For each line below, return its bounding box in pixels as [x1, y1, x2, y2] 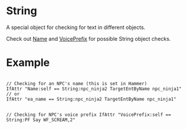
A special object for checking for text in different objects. [6, 24, 145, 31]
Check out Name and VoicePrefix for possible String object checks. [6, 35, 171, 42]
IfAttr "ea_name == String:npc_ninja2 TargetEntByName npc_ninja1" [6, 96, 177, 102]
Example [6, 56, 50, 69]
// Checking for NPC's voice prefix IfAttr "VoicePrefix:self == [6, 111, 171, 118]
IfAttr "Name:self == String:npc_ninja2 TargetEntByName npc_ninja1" [6, 86, 182, 92]
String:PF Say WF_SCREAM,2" [6, 117, 76, 122]
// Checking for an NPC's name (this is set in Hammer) [6, 80, 147, 86]
